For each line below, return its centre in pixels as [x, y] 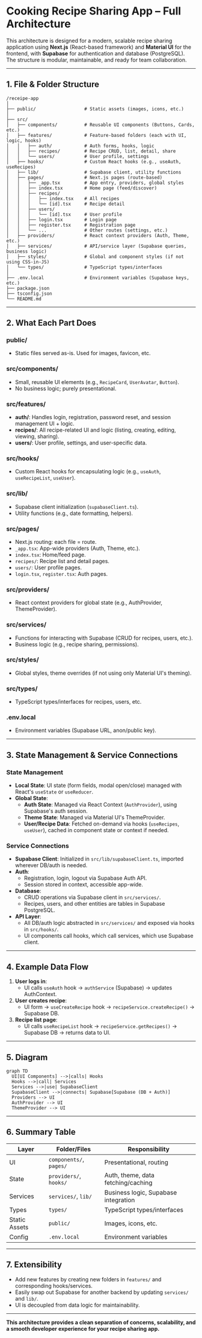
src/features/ [26, 404]
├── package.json [28, 288]
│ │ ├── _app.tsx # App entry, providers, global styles [95, 183]
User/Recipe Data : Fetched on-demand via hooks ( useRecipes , [102, 824]
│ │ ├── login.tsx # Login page [62, 219]
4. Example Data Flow [47, 967]
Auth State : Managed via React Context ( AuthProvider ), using [100, 805]
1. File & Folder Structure [53, 85]
